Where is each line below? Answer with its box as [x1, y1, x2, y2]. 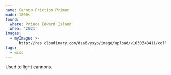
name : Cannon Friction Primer [5, 7, 70, 13]
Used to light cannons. [5, 64, 53, 70]
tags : [5, 45, 17, 50]
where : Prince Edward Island [10, 21, 72, 27]
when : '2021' [10, 26, 38, 31]
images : [5, 31, 22, 36]
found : [5, 17, 19, 22]
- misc [10, 50, 24, 55]
